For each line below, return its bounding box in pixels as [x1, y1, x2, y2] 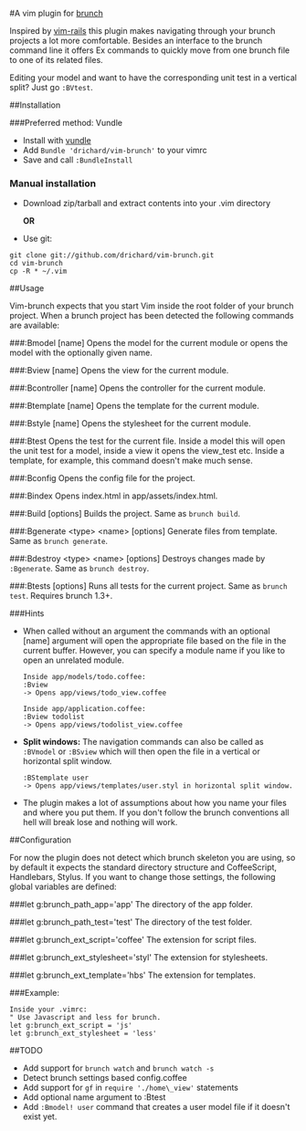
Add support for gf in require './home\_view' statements [22, 1082, 239, 1094]
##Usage [9, 283, 45, 294]
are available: [9, 319, 60, 331]
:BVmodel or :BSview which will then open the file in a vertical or [22, 746, 260, 757]
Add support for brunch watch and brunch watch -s [22, 1063, 215, 1073]
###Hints [9, 608, 45, 619]
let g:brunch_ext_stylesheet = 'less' [9, 1029, 157, 1039]
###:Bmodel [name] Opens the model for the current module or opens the [9, 338, 289, 349]
